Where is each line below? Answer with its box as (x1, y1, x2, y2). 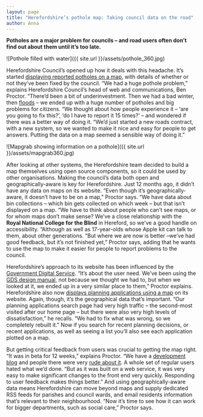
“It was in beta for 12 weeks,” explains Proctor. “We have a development (6, 353, 186, 360)
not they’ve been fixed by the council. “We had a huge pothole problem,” (6, 80, 188, 87)
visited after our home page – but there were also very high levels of (6, 308, 177, 316)
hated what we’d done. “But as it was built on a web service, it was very (6, 365, 185, 373)
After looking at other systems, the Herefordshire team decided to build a (6, 161, 189, 169)
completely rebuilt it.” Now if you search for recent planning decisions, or (6, 321, 189, 328)
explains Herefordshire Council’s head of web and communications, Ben (6, 86, 187, 93)
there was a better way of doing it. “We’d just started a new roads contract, (6, 118, 194, 126)
